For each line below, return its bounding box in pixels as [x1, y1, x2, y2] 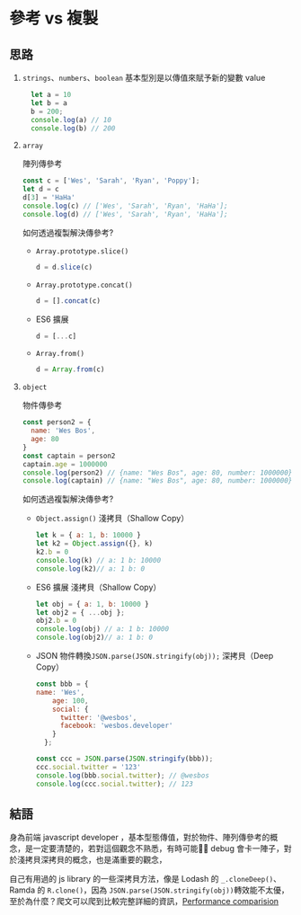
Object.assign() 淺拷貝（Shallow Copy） [35, 513, 190, 524]
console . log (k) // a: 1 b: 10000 [35, 555, 162, 564]
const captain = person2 [22, 451, 116, 460]
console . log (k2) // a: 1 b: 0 [35, 564, 146, 573]
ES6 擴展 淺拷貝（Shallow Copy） [35, 582, 162, 592]
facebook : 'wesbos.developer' [59, 721, 173, 731]
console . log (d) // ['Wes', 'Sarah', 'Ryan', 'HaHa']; [22, 209, 228, 218]
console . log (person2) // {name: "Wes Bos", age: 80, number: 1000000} [22, 468, 293, 477]
